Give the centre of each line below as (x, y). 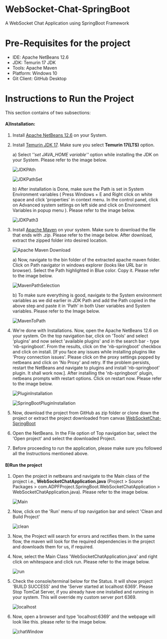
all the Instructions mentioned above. (50, 454)
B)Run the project (24, 465)
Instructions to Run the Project (70, 99)
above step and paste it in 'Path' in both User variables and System (81, 306)
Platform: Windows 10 (35, 73)
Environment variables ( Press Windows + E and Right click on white (82, 194)
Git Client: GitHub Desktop (39, 78)
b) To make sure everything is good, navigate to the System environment (87, 295)
